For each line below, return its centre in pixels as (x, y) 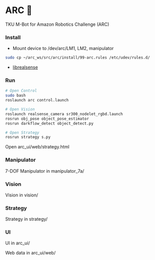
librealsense (25, 67)
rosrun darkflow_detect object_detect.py (49, 123)
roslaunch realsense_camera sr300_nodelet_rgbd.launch (64, 114)
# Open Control (21, 91)
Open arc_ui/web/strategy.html (37, 147)
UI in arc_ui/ (18, 243)
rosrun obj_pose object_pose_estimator (47, 119)
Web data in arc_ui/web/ (31, 253)
